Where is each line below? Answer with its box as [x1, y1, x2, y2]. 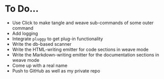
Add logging [12, 30, 38, 36]
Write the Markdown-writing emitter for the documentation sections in [12, 51, 159, 58]
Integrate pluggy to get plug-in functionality [12, 36, 103, 42]
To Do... [5, 3, 39, 15]
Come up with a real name [12, 62, 68, 68]
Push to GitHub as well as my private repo [12, 67, 100, 73]
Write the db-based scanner [12, 41, 72, 47]
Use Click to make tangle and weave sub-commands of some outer [12, 20, 154, 26]
